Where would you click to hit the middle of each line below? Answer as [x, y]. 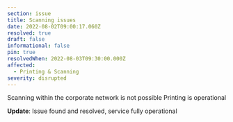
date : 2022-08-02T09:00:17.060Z [54, 26]
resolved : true [29, 33]
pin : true [22, 53]
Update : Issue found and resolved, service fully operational [92, 111]
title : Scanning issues [42, 20]
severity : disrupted [37, 78]
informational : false [39, 46]
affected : [22, 65]
